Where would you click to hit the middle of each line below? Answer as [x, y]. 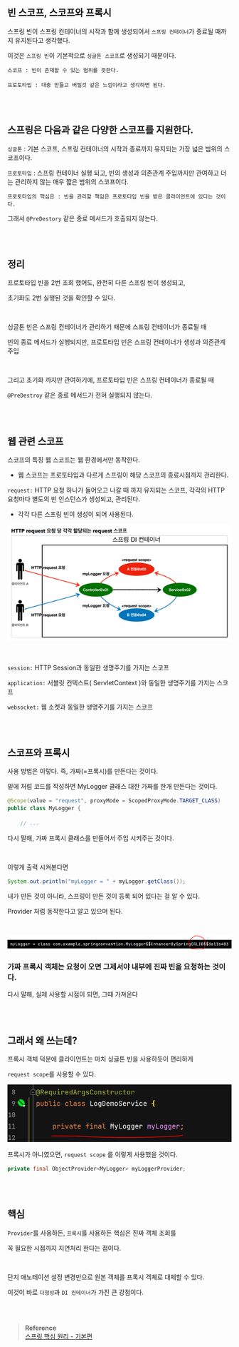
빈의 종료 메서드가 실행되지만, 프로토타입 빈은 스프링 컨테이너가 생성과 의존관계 [117, 342]
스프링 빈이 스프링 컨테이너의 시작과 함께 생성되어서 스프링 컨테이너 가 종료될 [111, 31]
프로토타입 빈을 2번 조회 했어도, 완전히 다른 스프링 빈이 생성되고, [96, 283]
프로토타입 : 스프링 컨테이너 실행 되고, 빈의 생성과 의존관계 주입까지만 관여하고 [113, 173]
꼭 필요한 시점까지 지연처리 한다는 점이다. [64, 1248]
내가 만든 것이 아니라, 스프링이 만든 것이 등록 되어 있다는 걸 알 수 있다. [104, 896]
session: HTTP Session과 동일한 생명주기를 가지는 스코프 [88, 667]
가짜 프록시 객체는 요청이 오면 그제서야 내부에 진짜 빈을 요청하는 [109, 967]
